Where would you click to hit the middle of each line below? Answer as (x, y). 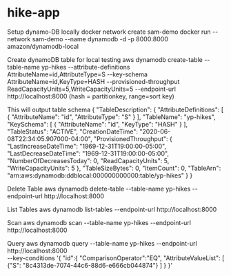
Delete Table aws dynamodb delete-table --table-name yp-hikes (99, 189)
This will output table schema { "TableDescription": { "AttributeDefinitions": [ (115, 109)
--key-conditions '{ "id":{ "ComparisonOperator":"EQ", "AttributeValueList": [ (116, 258)
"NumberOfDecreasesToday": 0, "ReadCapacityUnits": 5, (88, 160)
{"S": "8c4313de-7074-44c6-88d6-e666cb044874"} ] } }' (90, 265)
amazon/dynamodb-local (43, 46)
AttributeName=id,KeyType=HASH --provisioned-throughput (93, 81)
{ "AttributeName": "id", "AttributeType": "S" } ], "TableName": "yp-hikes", (111, 117)
